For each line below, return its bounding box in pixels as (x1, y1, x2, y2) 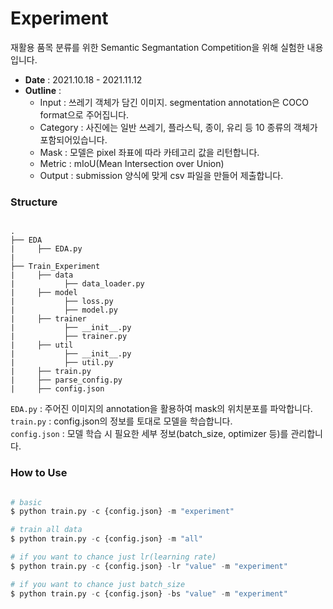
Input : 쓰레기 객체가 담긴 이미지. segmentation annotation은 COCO (39, 96, 309, 108)
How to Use (10, 466, 68, 480)
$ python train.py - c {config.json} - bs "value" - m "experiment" (10, 588, 288, 599)
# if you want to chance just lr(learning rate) (10, 552, 217, 562)
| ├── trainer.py (10, 332, 128, 342)
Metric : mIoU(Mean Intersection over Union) (39, 157, 225, 169)
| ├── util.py (10, 358, 114, 368)
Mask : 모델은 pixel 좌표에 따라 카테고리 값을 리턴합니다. (39, 146, 260, 158)
